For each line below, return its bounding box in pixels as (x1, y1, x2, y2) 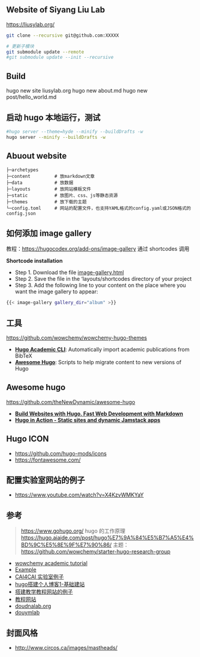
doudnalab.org (14, 602, 51, 610)
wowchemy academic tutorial (14, 560, 88, 567)
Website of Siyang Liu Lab (6, 5, 105, 15)
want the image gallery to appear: (14, 288, 98, 295)
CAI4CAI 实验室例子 (14, 573, 64, 581)
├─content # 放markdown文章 (6, 173, 95, 179)
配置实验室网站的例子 (6, 475, 85, 486)
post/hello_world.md (6, 93, 57, 101)
